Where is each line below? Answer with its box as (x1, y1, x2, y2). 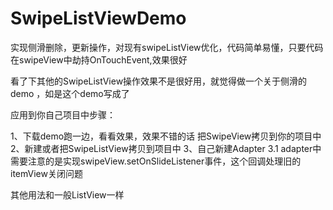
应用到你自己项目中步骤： (10, 108, 116, 121)
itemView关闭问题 (10, 167, 83, 179)
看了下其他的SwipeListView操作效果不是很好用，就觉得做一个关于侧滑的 (10, 75, 308, 87)
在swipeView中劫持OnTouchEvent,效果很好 (10, 53, 188, 66)
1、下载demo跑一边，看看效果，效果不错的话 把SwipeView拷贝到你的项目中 (10, 130, 322, 142)
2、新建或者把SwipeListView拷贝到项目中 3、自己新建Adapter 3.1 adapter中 (10, 142, 322, 154)
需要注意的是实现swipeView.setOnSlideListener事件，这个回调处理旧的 (10, 155, 302, 167)
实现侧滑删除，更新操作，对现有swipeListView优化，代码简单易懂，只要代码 (10, 41, 324, 53)
